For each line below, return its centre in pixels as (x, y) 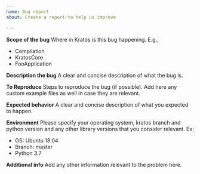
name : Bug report (28, 12)
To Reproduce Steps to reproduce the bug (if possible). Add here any (92, 86)
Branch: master (33, 147)
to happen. (19, 111)
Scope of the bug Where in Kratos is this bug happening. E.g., (83, 39)
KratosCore (29, 57)
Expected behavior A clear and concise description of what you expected (97, 104)
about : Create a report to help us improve (61, 17)
